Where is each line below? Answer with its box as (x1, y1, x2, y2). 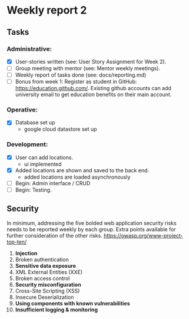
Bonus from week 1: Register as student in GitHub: (15, 78, 137, 85)
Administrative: (6, 45, 52, 53)
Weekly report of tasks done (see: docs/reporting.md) (15, 71, 147, 78)
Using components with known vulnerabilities (15, 300, 130, 307)
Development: (6, 140, 48, 149)
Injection (15, 249, 38, 256)
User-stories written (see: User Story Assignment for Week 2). (15, 58, 167, 65)
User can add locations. (15, 154, 73, 161)
